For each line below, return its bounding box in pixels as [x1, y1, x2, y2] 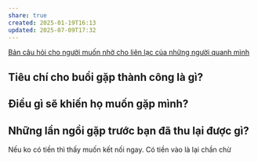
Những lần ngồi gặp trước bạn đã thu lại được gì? [8, 123, 249, 138]
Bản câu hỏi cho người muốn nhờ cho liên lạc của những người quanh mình [8, 48, 249, 57]
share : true [8, 11, 47, 20]
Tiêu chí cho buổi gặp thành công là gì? [8, 70, 204, 83]
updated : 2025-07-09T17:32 [8, 26, 96, 34]
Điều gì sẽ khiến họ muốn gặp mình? [8, 98, 189, 111]
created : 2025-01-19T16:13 [8, 19, 96, 27]
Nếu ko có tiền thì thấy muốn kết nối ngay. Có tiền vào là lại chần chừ [8, 145, 231, 154]
